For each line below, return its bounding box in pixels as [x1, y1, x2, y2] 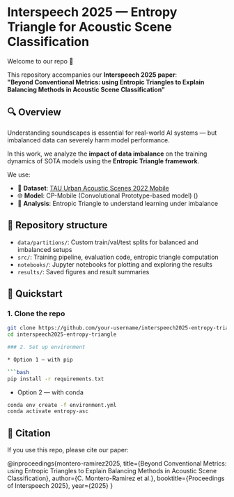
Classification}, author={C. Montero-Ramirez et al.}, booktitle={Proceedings [7, 474, 225, 482]
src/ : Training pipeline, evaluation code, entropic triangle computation [17, 253, 219, 261]
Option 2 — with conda [17, 388, 84, 396]
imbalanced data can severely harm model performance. [7, 135, 171, 144]
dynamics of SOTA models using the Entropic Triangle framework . [7, 156, 200, 165]
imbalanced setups [17, 245, 72, 253]
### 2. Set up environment [7, 343, 86, 350]
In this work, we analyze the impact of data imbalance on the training [7, 149, 208, 158]
